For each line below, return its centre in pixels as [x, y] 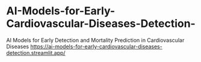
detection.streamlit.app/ [36, 52]
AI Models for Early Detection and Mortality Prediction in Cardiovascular [95, 40]
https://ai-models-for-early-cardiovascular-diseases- [96, 46]
